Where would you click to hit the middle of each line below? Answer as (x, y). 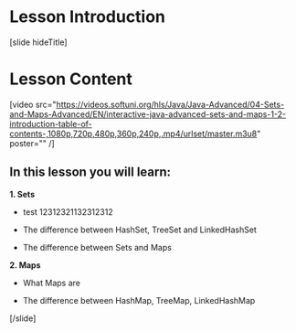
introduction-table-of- (51, 123)
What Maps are (51, 283)
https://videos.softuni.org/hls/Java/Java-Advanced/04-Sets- (170, 104)
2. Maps (25, 265)
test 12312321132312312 (68, 211)
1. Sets (22, 194)
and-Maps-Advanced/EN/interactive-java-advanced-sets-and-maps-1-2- (148, 114)
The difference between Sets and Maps (97, 247)
